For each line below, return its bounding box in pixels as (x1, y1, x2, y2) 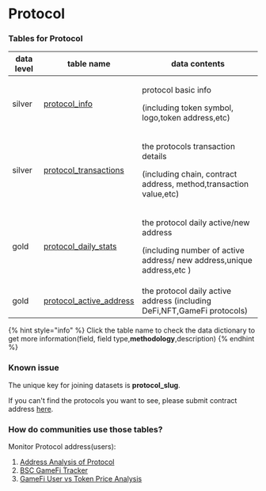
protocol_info (43, 98, 93, 109)
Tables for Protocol (8, 33, 83, 44)
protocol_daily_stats (43, 241, 117, 252)
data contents (171, 59, 226, 70)
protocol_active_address (43, 295, 135, 306)
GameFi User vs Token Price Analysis (19, 474, 142, 484)
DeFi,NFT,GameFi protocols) (142, 306, 248, 317)
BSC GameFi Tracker (19, 466, 89, 475)
